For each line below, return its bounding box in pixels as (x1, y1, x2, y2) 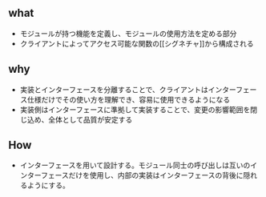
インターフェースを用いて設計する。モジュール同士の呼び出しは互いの (19, 160, 251, 171)
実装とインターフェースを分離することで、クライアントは (19, 84, 208, 94)
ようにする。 (26, 180, 70, 191)
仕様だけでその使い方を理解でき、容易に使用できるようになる (26, 94, 231, 104)
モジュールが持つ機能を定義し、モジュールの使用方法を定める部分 (19, 28, 237, 38)
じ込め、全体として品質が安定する (19, 115, 133, 124)
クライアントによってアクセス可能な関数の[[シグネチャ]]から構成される (19, 38, 254, 48)
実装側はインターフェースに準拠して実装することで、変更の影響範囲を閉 (19, 104, 258, 115)
